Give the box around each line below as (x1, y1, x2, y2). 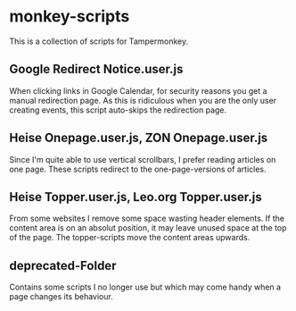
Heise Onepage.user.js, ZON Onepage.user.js (9, 130, 268, 146)
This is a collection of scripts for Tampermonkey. (9, 36, 189, 46)
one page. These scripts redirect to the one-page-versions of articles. (9, 164, 267, 174)
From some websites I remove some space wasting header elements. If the (9, 213, 285, 224)
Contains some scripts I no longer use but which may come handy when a (9, 282, 282, 292)
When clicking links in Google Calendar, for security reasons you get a (9, 85, 267, 96)
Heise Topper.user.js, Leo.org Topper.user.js (9, 189, 262, 205)
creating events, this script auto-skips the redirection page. (9, 105, 227, 115)
